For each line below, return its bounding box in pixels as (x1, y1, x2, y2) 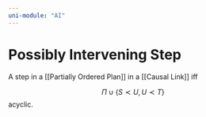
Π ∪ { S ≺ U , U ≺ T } (101, 87, 165, 96)
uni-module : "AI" (8, 11, 66, 20)
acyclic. (8, 100, 33, 109)
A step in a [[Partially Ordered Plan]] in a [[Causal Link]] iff (8, 72, 198, 81)
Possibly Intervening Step (8, 45, 182, 63)
